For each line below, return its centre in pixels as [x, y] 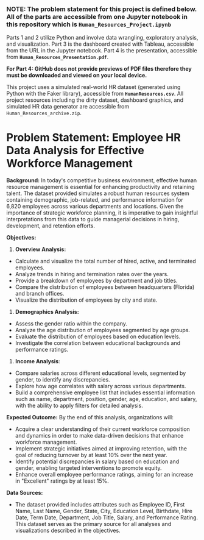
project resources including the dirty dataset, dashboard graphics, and [95, 100]
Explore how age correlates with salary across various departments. [100, 386]
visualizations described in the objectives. [68, 531]
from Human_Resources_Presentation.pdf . [57, 57]
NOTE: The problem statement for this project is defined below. [101, 9]
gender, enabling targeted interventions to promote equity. [89, 468]
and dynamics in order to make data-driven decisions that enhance [99, 436]
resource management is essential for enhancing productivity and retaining [100, 187]
